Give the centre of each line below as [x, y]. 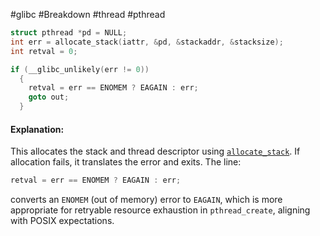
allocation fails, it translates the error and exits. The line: [126, 162]
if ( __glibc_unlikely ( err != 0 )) [80, 69]
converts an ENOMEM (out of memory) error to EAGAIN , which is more [146, 200]
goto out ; [49, 97]
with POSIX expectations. [62, 221]
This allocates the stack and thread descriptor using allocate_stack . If [155, 151]
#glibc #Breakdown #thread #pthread [88, 14]
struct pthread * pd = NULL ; [69, 33]
